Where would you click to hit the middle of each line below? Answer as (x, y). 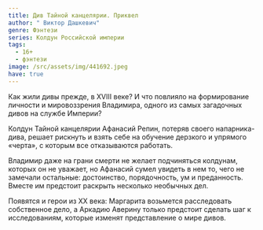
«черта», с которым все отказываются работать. (90, 145)
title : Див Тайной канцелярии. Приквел (73, 15)
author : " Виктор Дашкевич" (54, 23)
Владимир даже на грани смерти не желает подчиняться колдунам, (123, 160)
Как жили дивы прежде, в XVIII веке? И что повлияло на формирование (129, 96)
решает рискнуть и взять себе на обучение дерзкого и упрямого (137, 137)
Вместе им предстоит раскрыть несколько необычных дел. (108, 185)
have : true (26, 74)
